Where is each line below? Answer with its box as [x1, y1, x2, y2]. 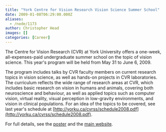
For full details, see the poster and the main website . [5, 121, 113, 127]
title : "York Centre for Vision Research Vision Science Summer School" [5, 7, 160, 12]
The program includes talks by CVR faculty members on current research [5, 69, 156, 75]
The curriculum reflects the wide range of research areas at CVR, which [5, 79, 153, 85]
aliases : [5, 16, 23, 21]
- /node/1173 [9, 21, 37, 26]
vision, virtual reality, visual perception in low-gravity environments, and [5, 95, 153, 101]
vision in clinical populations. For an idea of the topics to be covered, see [5, 101, 155, 107]
